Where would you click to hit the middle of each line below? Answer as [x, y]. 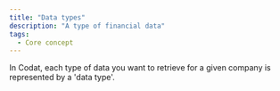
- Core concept [45, 42]
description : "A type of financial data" [87, 26]
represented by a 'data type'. [62, 78]
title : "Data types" [48, 17]
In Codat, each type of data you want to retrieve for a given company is [140, 68]
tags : [19, 34]
